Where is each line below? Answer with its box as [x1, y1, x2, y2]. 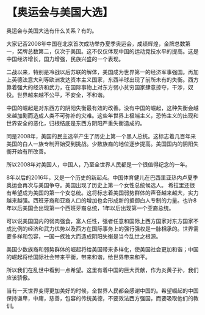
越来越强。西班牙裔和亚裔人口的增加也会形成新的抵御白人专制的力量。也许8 [6, 196, 197, 204]
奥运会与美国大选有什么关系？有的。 [6, 27, 98, 34]
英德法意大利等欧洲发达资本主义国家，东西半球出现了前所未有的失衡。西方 [11, 76, 199, 83]
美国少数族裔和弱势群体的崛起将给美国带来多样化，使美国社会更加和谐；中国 [6, 245, 199, 253]
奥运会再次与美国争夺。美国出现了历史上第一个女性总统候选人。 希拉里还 [6, 181, 190, 188]
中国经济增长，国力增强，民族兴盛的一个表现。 [6, 55, 124, 62]
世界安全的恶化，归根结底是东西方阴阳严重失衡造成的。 [6, 119, 145, 127]
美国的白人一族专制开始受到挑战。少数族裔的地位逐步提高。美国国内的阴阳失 [6, 140, 199, 147]
